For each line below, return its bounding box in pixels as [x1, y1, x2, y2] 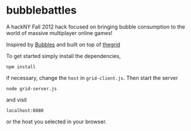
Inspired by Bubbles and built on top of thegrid [6, 41, 121, 48]
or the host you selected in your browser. [6, 118, 107, 125]
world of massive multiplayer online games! [6, 29, 113, 36]
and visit [6, 96, 27, 103]
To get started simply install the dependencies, [6, 52, 121, 59]
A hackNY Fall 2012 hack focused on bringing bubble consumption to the [6, 23, 186, 30]
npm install [6, 63, 36, 70]
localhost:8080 [6, 107, 44, 113]
